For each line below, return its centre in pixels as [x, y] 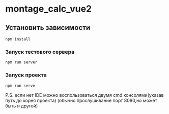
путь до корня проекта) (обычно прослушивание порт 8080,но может [81, 100]
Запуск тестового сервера [40, 52]
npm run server [21, 62]
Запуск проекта [26, 75]
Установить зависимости [48, 28]
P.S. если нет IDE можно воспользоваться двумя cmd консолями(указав [84, 95]
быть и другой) [22, 106]
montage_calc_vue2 [49, 9]
